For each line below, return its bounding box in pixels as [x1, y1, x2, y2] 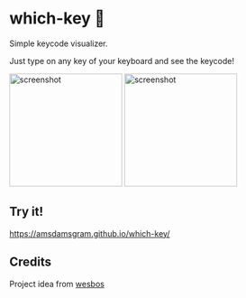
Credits [9, 255, 52, 270]
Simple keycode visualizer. [9, 38, 108, 49]
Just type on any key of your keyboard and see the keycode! [9, 55, 234, 66]
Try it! [9, 204, 43, 219]
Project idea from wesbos [9, 278, 105, 289]
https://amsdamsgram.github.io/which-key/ [9, 228, 170, 238]
